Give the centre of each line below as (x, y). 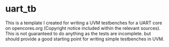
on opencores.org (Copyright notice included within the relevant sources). (83, 28)
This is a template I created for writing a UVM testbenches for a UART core (84, 23)
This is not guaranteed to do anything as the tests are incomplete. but (78, 33)
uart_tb (21, 9)
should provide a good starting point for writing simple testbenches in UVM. (85, 39)
